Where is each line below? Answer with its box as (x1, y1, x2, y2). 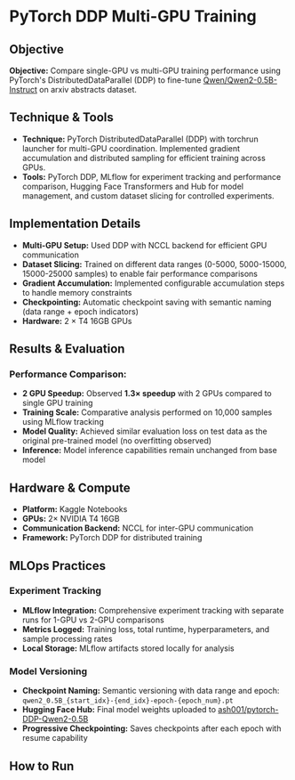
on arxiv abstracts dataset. (39, 85, 138, 94)
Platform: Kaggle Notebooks (21, 504, 128, 515)
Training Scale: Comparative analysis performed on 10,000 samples (21, 407, 273, 418)
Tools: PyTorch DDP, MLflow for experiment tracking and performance (21, 171, 282, 182)
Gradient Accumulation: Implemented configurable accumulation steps (21, 278, 285, 288)
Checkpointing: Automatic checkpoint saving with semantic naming (21, 297, 272, 307)
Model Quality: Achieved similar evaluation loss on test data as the (21, 426, 268, 437)
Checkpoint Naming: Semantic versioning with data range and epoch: (21, 686, 280, 696)
